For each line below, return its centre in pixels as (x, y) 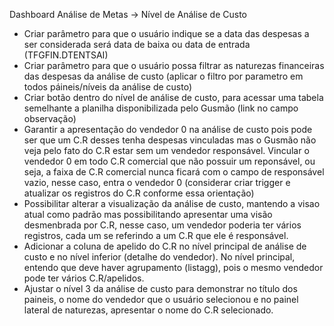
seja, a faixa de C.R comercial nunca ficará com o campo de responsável (174, 172)
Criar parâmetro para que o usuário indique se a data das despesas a (166, 33)
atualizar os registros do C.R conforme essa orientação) (139, 193)
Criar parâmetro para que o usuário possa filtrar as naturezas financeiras (174, 65)
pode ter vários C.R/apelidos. (84, 278)
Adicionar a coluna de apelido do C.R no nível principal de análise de (165, 246)
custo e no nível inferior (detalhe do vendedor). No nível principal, (159, 257)
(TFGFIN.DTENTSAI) (66, 55)
